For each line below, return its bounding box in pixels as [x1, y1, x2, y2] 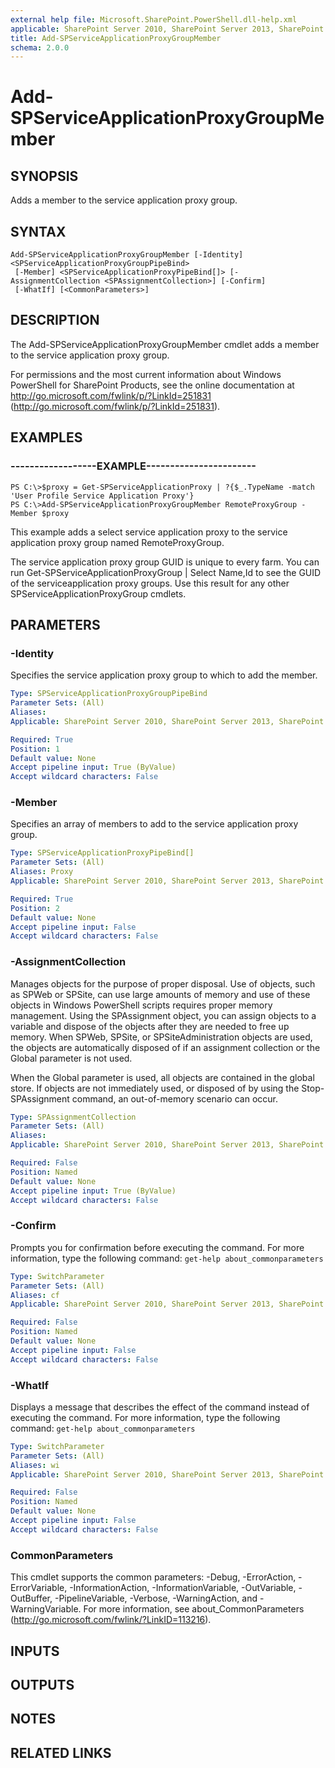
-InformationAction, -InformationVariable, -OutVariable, [69, 1582, 297, 1594]
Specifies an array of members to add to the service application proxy [10, 818, 299, 830]
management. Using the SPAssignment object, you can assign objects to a [10, 1009, 317, 1021]
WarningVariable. [10, 1603, 82, 1615]
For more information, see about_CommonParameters [83, 1603, 305, 1615]
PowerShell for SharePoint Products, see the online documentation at [10, 379, 295, 391]
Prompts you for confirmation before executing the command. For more [10, 1241, 305, 1253]
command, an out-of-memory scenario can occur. [71, 1092, 278, 1105]
